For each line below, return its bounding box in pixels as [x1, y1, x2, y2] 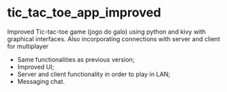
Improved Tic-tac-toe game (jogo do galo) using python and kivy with [7, 27, 206, 36]
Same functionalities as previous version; [17, 55, 135, 63]
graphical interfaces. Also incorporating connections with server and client [7, 34, 220, 43]
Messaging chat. [17, 77, 65, 85]
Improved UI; [17, 62, 55, 71]
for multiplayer [7, 42, 49, 50]
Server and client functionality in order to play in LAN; [17, 70, 171, 78]
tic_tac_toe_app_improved [7, 5, 161, 21]
